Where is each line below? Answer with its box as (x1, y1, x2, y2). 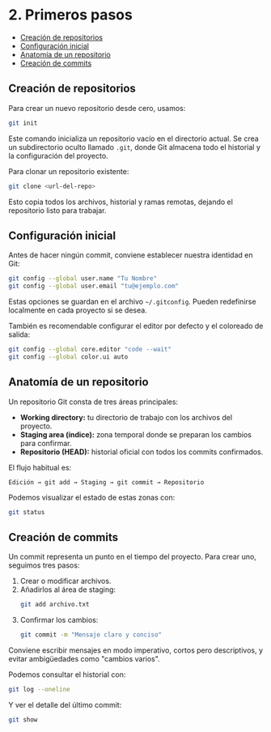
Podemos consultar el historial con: (8, 670, 126, 679)
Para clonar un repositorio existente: (8, 166, 129, 176)
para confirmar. (19, 438, 72, 448)
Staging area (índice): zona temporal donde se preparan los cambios (19, 429, 252, 439)
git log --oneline (8, 686, 70, 694)
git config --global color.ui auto (8, 352, 129, 361)
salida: (8, 330, 31, 339)
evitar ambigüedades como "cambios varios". (8, 654, 160, 664)
